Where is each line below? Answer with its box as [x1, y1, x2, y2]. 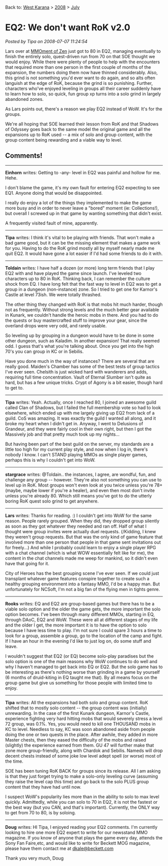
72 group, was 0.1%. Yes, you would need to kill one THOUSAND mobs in [5, 720, 156, 727]
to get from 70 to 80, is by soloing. [5, 809, 76, 815]
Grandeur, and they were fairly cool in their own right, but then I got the [5, 426, 152, 432]
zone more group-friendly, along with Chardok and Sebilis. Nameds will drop [5, 748, 163, 754]
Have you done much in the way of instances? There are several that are [5, 358, 154, 364]
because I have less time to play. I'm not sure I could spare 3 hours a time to [5, 627, 162, 633]
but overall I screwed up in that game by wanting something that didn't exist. [5, 210, 162, 216]
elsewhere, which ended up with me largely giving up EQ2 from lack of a [5, 410, 155, 416]
